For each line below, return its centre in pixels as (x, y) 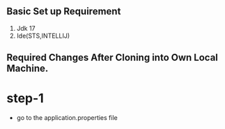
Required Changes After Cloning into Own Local (113, 58)
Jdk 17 (26, 28)
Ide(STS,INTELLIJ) (43, 36)
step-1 (25, 99)
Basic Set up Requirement (64, 12)
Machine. (28, 69)
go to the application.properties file (67, 118)
